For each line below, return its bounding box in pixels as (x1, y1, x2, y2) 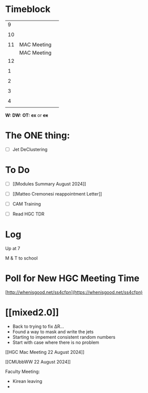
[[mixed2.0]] (5, 307, 59, 318)
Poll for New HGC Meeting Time (5, 273, 139, 284)
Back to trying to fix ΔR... (12, 323, 64, 329)
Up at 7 (5, 246, 21, 252)
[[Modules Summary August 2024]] (12, 180, 86, 186)
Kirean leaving (12, 378, 43, 384)
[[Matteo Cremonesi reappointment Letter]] (12, 190, 102, 197)
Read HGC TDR (12, 211, 45, 217)
